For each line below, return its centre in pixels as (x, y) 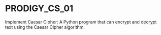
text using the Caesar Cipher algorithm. (45, 27)
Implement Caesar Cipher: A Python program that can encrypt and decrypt (81, 22)
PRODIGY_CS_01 (39, 9)
